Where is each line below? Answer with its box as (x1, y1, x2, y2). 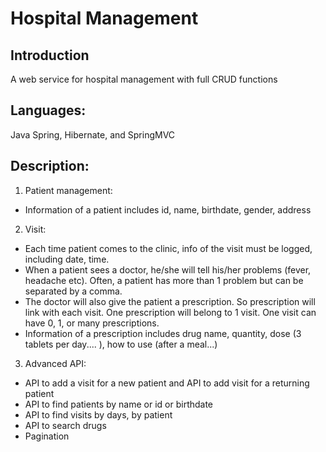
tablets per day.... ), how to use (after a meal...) (24, 338, 218, 350)
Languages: (10, 102, 87, 119)
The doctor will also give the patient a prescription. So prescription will (24, 295, 316, 307)
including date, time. (24, 253, 110, 265)
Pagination (24, 430, 70, 442)
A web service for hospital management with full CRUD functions (10, 73, 278, 85)
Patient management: (24, 184, 113, 196)
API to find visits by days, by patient (24, 408, 173, 421)
